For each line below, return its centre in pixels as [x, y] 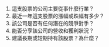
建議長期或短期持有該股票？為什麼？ [55, 38]
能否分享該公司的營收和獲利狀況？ [53, 31]
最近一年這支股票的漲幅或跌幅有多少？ [58, 16]
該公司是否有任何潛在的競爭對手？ [53, 23]
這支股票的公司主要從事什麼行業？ [53, 9]
